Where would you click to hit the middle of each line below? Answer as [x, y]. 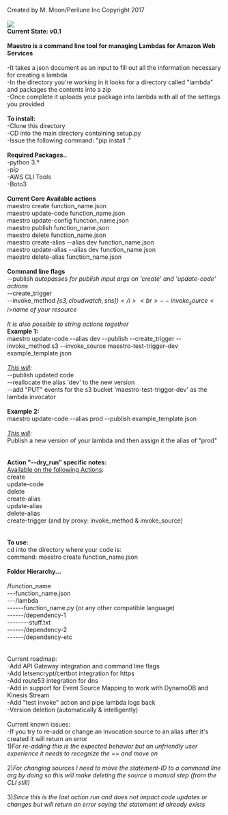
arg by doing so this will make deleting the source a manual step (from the [112, 775]
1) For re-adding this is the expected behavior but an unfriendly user [102, 746]
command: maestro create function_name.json [73, 557]
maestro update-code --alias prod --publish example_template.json [102, 418]
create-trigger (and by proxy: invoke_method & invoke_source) [95, 521]
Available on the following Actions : [56, 469]
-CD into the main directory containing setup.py [74, 133]
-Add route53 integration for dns [53, 680]
